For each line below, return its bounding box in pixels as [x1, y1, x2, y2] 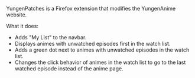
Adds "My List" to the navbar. [14, 34, 87, 40]
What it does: [6, 23, 38, 29]
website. [6, 11, 27, 18]
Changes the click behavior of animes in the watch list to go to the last [14, 59, 186, 66]
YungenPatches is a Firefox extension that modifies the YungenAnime [6, 5, 176, 12]
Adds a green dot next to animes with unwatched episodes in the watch [14, 46, 190, 53]
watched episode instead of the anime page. [14, 65, 123, 72]
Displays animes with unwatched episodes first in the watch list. [14, 40, 171, 47]
